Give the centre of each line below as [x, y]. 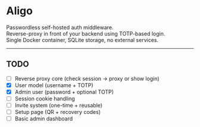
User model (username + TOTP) [54, 85]
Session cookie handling [45, 99]
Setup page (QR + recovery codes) [58, 112]
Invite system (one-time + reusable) [59, 105]
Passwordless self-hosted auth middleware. [60, 27]
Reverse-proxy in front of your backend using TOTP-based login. [86, 33]
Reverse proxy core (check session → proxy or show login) [87, 78]
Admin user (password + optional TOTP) [64, 92]
